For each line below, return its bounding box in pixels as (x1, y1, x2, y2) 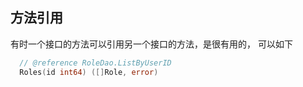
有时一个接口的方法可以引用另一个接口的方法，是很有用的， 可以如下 (10, 38, 293, 50)
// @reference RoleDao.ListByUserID (19, 58, 172, 68)
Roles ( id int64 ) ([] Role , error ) (19, 67, 159, 77)
